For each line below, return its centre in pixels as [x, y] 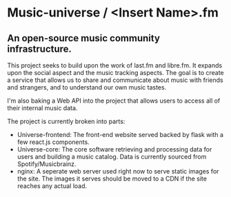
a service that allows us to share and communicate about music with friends [115, 80]
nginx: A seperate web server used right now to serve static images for [118, 171]
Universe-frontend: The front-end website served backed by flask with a [120, 135]
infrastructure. [40, 49]
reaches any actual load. [52, 186]
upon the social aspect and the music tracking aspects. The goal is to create [115, 73]
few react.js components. [53, 142]
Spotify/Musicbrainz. [47, 164]
